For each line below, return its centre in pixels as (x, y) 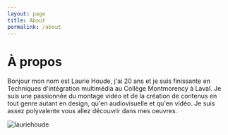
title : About (26, 20)
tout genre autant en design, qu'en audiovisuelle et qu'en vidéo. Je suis (111, 103)
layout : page (26, 14)
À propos (35, 62)
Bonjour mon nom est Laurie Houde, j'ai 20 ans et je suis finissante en (109, 81)
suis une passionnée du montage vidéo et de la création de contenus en (112, 96)
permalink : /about (34, 27)
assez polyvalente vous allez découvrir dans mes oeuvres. (92, 111)
